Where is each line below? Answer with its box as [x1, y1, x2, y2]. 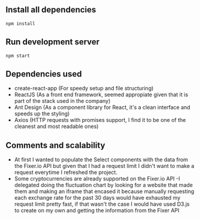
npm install [5, 20, 35, 26]
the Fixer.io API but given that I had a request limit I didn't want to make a [14, 163, 195, 170]
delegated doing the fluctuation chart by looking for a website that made [14, 182, 193, 189]
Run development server [5, 37, 100, 47]
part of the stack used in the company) [14, 97, 111, 105]
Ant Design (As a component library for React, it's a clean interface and [14, 104, 190, 111]
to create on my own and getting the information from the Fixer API [14, 207, 180, 214]
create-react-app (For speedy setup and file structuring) [14, 85, 154, 92]
